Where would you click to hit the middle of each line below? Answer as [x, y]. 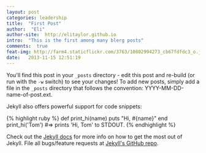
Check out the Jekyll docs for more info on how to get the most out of [94, 136]
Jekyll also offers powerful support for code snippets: [74, 106]
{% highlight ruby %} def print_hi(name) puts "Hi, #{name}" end [87, 118]
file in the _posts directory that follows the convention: [75, 88]
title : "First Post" [34, 23]
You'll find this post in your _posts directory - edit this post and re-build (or [101, 75]
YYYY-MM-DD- [164, 88]
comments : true [27, 47]
